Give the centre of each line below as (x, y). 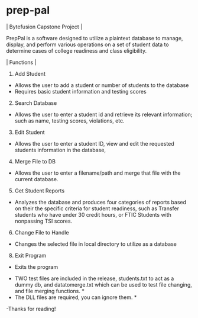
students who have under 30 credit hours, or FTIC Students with (93, 214)
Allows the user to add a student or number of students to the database (102, 85)
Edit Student (30, 132)
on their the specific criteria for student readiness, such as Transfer (97, 208)
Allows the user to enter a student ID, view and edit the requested (94, 143)
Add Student (30, 73)
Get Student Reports (40, 191)
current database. (36, 179)
